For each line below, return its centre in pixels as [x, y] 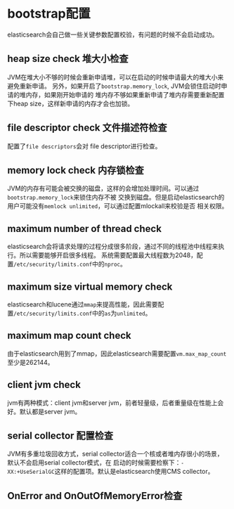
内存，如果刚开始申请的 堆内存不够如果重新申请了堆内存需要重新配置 [125, 94]
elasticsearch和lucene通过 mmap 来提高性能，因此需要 [83, 304]
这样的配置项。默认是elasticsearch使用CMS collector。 [134, 472]
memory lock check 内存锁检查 [76, 170]
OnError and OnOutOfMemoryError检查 [95, 496]
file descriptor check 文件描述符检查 [87, 128]
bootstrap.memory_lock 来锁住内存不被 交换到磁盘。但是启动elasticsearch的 [116, 198]
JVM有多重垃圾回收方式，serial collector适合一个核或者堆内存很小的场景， [115, 454]
